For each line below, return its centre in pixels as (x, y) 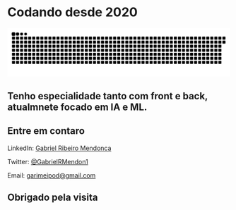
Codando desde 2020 (72, 12)
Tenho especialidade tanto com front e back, (108, 96)
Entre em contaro (46, 131)
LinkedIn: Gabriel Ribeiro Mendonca (59, 148)
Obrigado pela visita (53, 198)
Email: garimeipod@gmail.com (52, 175)
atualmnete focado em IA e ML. (77, 107)
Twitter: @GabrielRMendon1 (48, 161)
